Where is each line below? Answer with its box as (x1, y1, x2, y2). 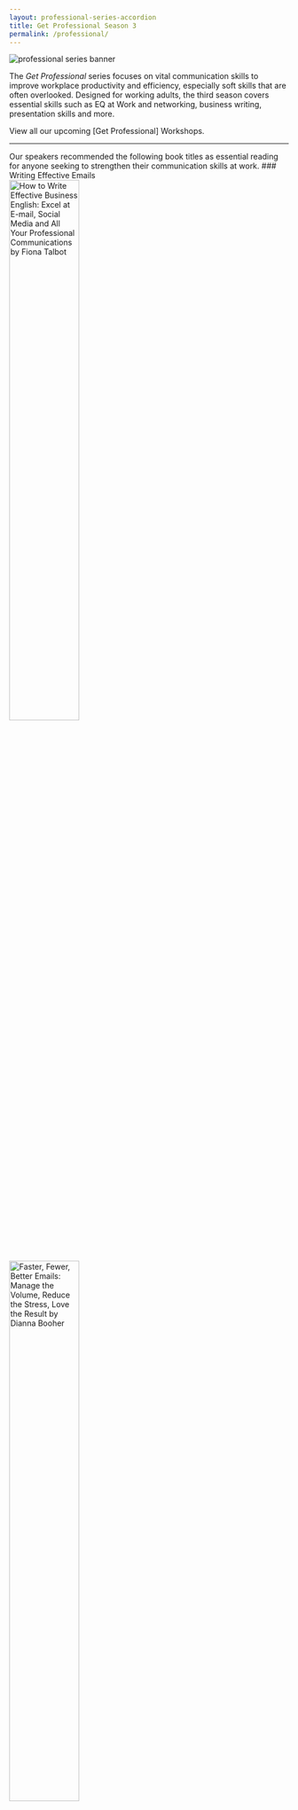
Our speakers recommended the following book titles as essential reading (9, 152, 279, 162)
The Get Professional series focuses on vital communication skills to (9, 71, 259, 82)
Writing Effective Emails (9, 170, 96, 181)
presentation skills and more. (9, 108, 115, 120)
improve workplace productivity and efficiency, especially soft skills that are (9, 81, 286, 91)
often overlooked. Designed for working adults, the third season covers (9, 90, 270, 100)
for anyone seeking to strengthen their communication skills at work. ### (9, 161, 277, 171)
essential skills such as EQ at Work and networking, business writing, (9, 99, 262, 110)
